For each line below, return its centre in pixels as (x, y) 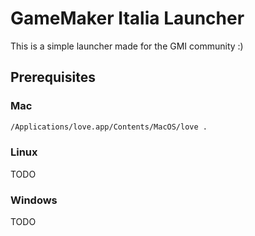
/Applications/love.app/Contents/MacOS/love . (109, 127)
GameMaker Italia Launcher (127, 18)
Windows (34, 200)
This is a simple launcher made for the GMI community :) (127, 46)
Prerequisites (53, 77)
